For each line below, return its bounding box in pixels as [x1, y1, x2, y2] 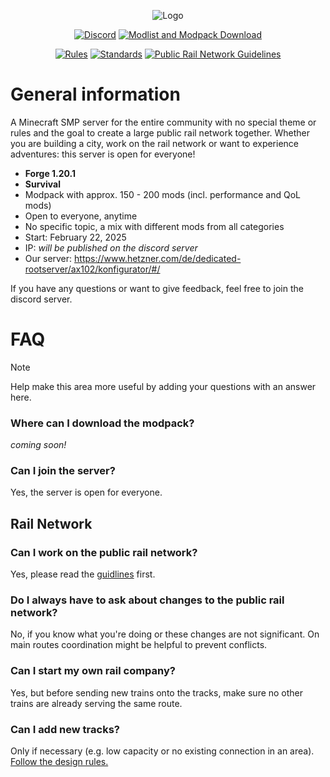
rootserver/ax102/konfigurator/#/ [24, 263, 161, 275]
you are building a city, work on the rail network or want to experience [10, 137, 300, 149]
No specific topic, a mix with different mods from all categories [24, 220, 285, 232]
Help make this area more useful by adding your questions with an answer [10, 380, 317, 392]
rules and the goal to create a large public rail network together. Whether [10, 126, 311, 139]
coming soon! [10, 439, 67, 451]
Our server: [24, 252, 73, 264]
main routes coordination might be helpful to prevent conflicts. [10, 639, 268, 651]
